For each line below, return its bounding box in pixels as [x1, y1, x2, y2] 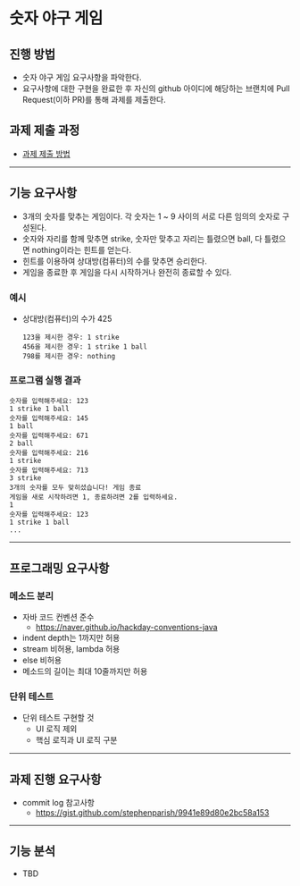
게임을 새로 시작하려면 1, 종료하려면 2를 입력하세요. [9, 493, 179, 502]
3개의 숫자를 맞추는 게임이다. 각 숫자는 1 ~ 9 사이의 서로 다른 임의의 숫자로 [21, 211, 280, 222]
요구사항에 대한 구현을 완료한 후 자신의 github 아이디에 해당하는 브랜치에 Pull [21, 83, 290, 94]
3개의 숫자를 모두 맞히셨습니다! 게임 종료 [9, 484, 142, 493]
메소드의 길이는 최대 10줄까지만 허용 [21, 665, 148, 676]
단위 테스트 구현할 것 [21, 713, 95, 723]
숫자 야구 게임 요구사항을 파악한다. [21, 72, 142, 82]
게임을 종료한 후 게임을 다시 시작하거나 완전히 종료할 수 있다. [21, 266, 232, 277]
